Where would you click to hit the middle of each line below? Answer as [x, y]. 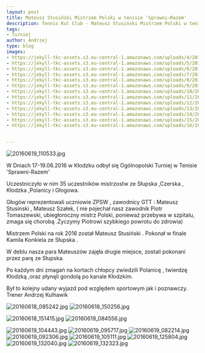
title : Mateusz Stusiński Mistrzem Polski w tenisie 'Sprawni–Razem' [97, 18]
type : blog [20, 46]
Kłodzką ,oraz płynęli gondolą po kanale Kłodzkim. [70, 277]
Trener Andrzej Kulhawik [37, 295]
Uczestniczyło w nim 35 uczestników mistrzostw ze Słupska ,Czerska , [95, 184]
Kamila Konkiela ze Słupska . [42, 240]
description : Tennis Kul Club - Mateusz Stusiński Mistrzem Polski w [97, 23]
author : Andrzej [27, 40]
